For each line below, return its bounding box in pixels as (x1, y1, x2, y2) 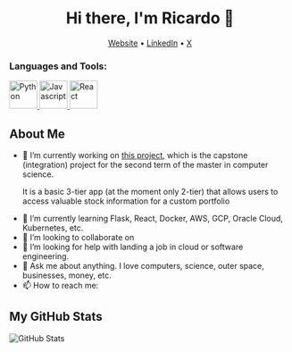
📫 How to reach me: (21, 281, 99, 291)
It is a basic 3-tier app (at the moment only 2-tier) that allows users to (21, 187, 279, 197)
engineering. (21, 251, 70, 262)
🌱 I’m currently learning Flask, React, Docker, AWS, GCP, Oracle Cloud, (21, 214, 284, 224)
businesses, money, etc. (21, 270, 112, 281)
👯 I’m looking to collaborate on (21, 232, 135, 243)
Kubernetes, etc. (21, 222, 84, 233)
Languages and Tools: (9, 60, 107, 72)
